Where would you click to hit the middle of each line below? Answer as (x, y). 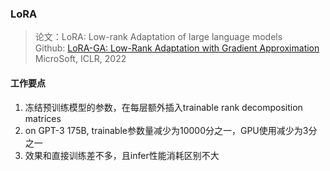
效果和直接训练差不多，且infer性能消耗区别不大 (122, 155)
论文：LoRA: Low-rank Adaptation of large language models (158, 37)
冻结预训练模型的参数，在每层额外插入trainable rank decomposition (163, 107)
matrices (43, 118)
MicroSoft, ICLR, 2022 (80, 59)
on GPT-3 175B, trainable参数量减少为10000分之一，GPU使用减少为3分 (171, 130)
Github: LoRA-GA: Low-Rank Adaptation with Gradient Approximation (177, 48)
